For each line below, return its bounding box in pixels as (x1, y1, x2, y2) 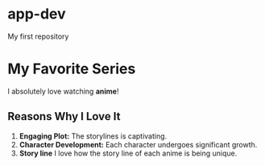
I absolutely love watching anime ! (7, 86, 119, 96)
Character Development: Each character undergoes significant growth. (19, 139, 258, 149)
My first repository (7, 31, 69, 41)
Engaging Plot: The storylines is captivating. (19, 131, 168, 141)
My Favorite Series (7, 60, 136, 78)
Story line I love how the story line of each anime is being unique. (19, 148, 238, 158)
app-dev (7, 5, 66, 23)
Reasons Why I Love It (7, 110, 121, 123)
